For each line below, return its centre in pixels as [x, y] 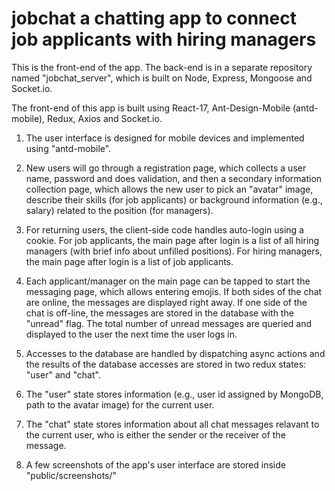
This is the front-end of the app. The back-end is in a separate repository [162, 67]
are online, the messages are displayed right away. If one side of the [166, 302]
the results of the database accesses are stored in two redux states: [166, 364]
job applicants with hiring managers [164, 39]
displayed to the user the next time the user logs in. [131, 334]
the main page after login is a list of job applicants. [129, 261]
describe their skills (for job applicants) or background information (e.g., [174, 199]
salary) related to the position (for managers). [119, 210]
